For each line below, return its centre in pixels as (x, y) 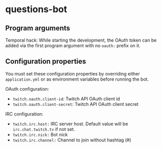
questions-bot (36, 9)
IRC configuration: (24, 114)
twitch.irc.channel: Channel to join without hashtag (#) (72, 140)
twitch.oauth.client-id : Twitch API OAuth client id (66, 99)
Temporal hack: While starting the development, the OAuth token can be (81, 40)
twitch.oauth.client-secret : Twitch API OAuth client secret (75, 104)
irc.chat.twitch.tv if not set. (44, 129)
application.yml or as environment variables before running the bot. (77, 79)
